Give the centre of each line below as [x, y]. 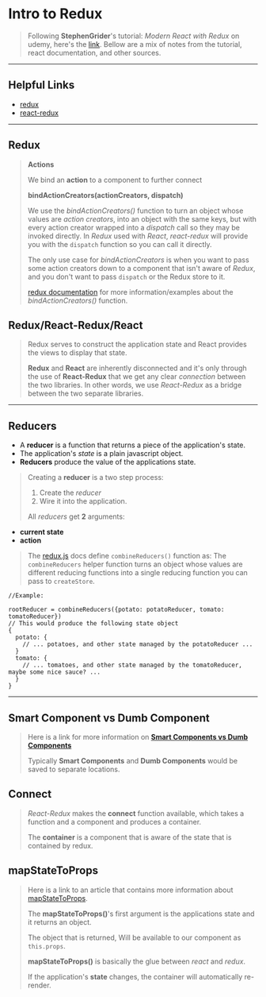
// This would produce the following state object [93, 624]
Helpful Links [42, 85]
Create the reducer [70, 493]
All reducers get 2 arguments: [76, 516]
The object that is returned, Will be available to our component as [134, 937]
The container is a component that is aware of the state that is [129, 837]
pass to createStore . [61, 582]
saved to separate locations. [74, 769]
